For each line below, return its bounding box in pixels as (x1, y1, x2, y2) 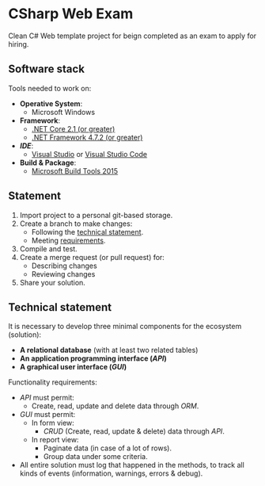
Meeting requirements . (31, 235, 106, 245)
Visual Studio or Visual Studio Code (31, 149, 148, 159)
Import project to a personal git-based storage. (19, 210, 173, 220)
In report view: (31, 435, 79, 445)
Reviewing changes (31, 269, 96, 278)
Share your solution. (19, 277, 85, 287)
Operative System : (19, 98, 83, 108)
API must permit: (19, 393, 75, 403)
